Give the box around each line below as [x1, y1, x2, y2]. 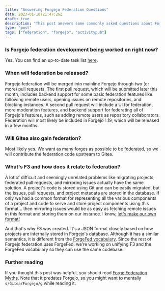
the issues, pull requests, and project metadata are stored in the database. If [5, 190, 160, 196]
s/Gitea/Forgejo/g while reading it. [5, 280, 76, 286]
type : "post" [5, 26, 32, 30]
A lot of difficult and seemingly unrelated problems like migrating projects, [5, 175, 155, 181]
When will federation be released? [5, 70, 88, 77]
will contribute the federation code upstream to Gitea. [5, 151, 113, 157]
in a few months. [5, 122, 39, 128]
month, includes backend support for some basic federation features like [5, 91, 153, 97]
